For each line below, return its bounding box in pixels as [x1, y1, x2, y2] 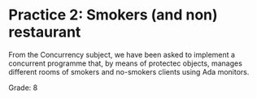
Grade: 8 [8, 83, 38, 93]
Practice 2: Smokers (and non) [8, 6, 218, 24]
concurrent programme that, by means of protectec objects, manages [8, 58, 242, 68]
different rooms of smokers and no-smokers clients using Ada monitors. [8, 67, 250, 76]
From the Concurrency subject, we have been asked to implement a [8, 49, 236, 59]
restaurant [8, 23, 81, 41]
